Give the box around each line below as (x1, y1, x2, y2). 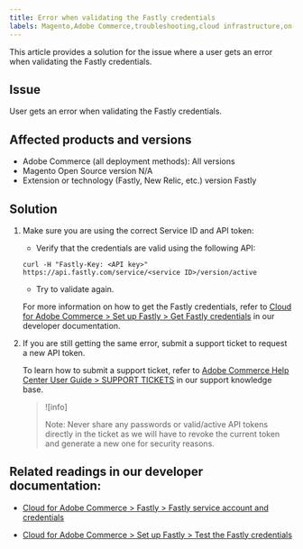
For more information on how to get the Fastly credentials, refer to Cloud (22, 301, 292, 312)
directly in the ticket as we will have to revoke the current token (44, 428, 280, 439)
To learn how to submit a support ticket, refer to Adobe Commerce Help (22, 364, 289, 375)
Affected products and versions (9, 132, 192, 147)
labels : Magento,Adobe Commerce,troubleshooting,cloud (9, 22, 220, 31)
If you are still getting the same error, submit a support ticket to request (22, 337, 288, 348)
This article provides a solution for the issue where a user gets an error (9, 46, 273, 57)
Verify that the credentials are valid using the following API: (35, 242, 256, 253)
